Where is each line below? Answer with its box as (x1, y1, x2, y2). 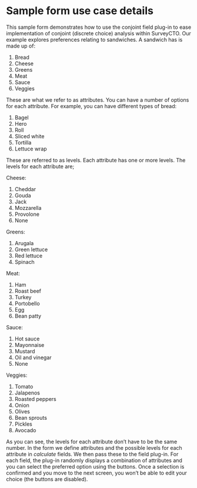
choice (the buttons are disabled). (6, 475, 88, 483)
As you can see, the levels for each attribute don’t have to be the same (6, 438, 178, 445)
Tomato (14, 383, 34, 390)
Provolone (14, 210, 40, 218)
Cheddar (14, 185, 36, 192)
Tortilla (14, 139, 32, 146)
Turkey (14, 293, 32, 300)
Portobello (14, 300, 40, 307)
